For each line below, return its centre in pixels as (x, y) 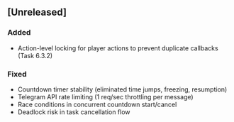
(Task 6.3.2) (35, 55)
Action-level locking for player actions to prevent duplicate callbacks (118, 48)
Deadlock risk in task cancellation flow (74, 112)
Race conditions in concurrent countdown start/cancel (97, 104)
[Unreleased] (37, 12)
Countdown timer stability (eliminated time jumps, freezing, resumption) (122, 89)
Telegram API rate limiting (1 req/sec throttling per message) (105, 96)
